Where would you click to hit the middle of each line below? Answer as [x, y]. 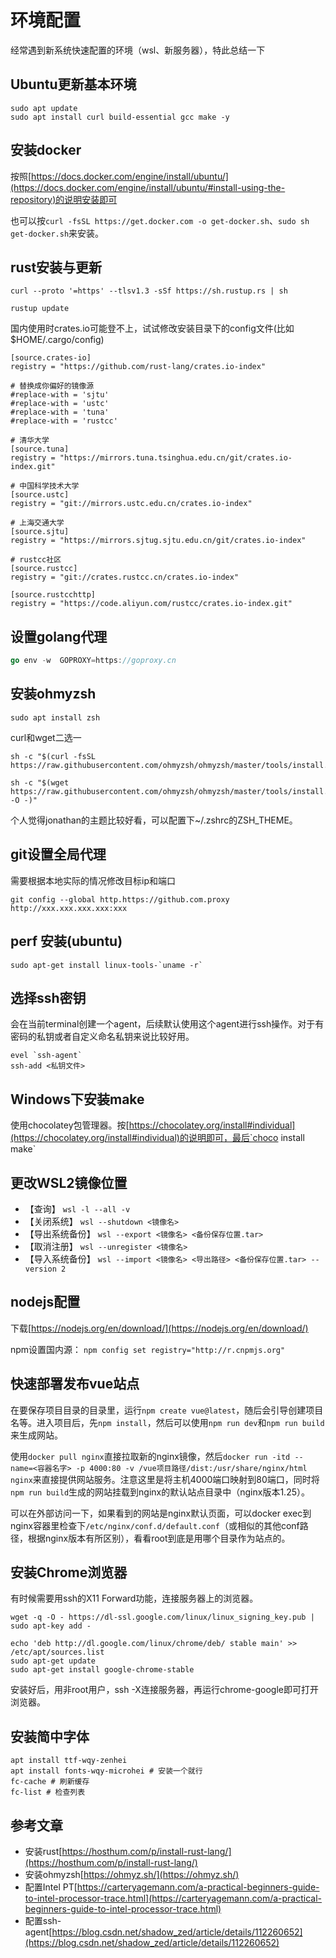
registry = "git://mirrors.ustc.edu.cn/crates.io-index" [131, 504]
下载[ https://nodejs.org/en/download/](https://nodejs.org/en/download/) [159, 1328]
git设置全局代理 [58, 854]
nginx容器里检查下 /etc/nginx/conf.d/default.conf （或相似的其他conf [155, 1525]
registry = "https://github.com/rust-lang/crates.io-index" [138, 367]
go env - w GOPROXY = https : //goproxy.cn [93, 661]
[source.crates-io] [51, 358]
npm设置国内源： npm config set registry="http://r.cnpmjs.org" [148, 1349]
